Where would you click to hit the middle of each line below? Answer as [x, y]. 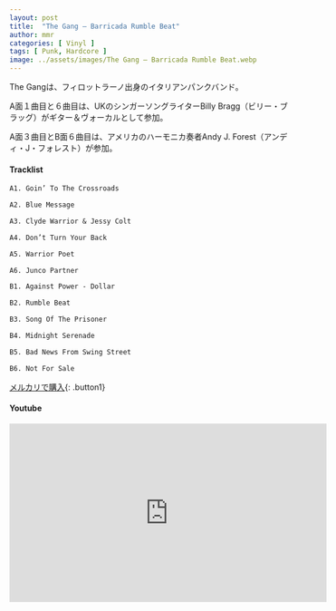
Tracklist [26, 170]
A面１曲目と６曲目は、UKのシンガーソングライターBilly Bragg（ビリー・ [145, 106]
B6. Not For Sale [42, 368]
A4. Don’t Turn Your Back [58, 238]
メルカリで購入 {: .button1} [58, 387]
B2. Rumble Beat [40, 303]
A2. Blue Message [42, 205]
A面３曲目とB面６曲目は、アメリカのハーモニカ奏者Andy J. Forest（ [137, 136]
